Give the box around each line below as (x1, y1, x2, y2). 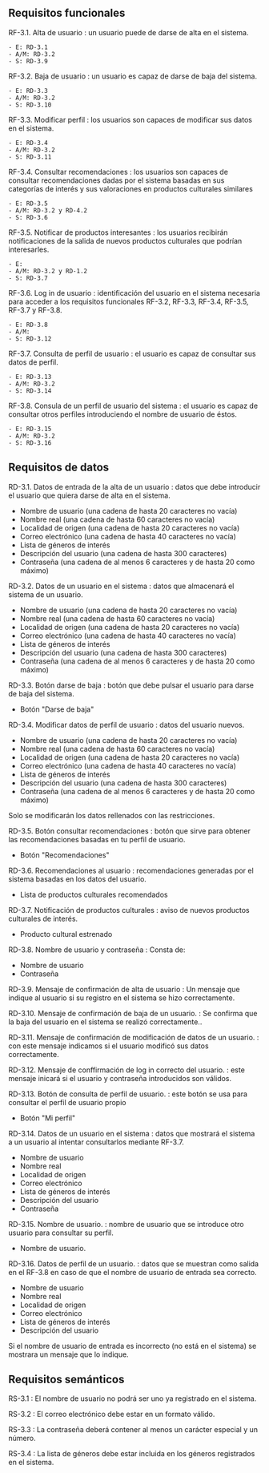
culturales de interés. (8, 914, 78, 923)
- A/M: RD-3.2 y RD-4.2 (8, 206, 88, 215)
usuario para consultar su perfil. (8, 1228, 114, 1237)
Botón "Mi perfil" (19, 1113, 76, 1123)
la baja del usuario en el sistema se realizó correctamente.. (8, 1017, 203, 1027)
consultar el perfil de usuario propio (8, 1097, 126, 1107)
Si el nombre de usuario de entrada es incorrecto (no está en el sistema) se (8, 1341, 257, 1350)
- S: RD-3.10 (8, 100, 52, 109)
